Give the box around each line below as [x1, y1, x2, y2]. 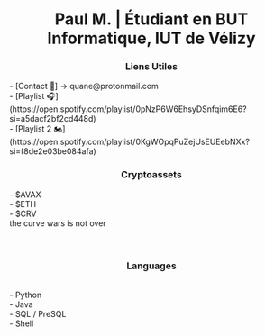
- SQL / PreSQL [9, 309, 67, 320]
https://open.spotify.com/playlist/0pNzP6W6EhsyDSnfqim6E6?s [9, 104, 248, 114]
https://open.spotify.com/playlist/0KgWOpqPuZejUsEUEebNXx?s [9, 136, 251, 148]
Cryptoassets [121, 168, 182, 181]
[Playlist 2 [14, 123, 52, 134]
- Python [9, 289, 42, 301]
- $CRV [9, 208, 38, 219]
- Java [9, 299, 33, 310]
